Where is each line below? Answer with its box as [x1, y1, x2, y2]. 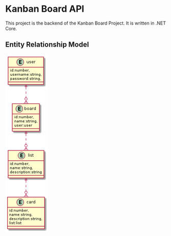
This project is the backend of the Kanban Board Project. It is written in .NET [5, 20, 166, 26]
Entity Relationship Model [5, 40, 89, 49]
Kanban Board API [5, 3, 84, 15]
